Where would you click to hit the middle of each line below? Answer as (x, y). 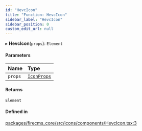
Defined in (17, 112)
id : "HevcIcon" (21, 10)
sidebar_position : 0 (27, 24)
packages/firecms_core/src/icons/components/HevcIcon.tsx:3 (71, 123)
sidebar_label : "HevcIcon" (34, 19)
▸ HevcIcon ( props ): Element (34, 43)
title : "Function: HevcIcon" (36, 15)
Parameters (18, 55)
